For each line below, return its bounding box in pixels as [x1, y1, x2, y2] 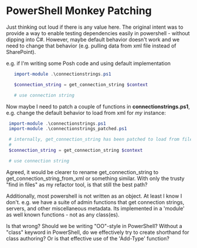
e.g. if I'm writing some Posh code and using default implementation [6, 60, 171, 67]
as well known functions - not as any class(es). [6, 211, 120, 218]
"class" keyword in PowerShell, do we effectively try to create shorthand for [6, 229, 189, 236]
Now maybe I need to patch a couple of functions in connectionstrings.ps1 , [6, 103, 191, 110]
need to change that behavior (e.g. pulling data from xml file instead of [6, 42, 176, 49]
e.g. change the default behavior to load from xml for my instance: [6, 109, 166, 116]
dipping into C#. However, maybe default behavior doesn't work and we [6, 36, 180, 43]
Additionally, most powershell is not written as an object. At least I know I [6, 192, 182, 199]
